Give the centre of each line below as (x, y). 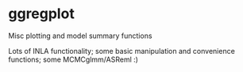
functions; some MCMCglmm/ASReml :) (73, 59)
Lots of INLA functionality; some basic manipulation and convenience (122, 51)
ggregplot (42, 14)
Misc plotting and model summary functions (80, 36)
